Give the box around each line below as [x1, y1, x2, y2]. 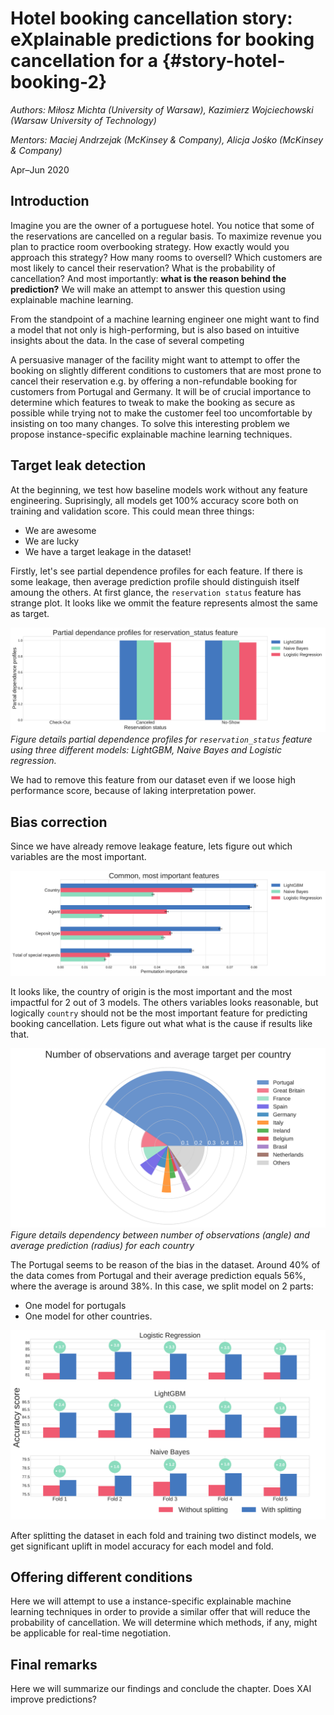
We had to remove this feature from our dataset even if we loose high [10, 774, 296, 786]
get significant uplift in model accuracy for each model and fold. [10, 1540, 274, 1552]
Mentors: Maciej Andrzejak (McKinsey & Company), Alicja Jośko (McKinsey [10, 133, 324, 146]
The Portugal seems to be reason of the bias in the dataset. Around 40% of [10, 1259, 321, 1271]
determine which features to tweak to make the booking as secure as [10, 396, 296, 408]
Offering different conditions [10, 1569, 193, 1586]
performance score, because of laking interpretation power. [10, 785, 257, 797]
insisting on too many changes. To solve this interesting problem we [10, 417, 290, 429]
